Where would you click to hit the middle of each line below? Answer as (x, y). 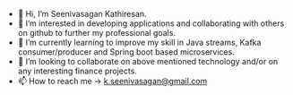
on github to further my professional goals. (97, 33)
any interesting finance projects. (77, 71)
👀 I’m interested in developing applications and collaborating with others (151, 23)
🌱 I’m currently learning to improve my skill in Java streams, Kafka (139, 42)
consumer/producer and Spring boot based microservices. (126, 52)
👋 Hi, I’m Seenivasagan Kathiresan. (82, 14)
